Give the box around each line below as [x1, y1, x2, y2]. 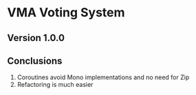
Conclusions [7, 55, 63, 66]
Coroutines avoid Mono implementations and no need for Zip [17, 73, 190, 81]
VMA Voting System [7, 5, 125, 21]
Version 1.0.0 [7, 32, 65, 44]
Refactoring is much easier [17, 81, 94, 89]
